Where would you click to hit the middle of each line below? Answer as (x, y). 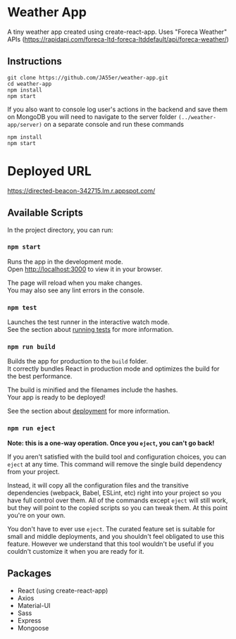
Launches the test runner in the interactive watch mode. (89, 322)
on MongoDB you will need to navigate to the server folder (92, 116)
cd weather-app (30, 84)
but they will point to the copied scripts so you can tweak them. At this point (117, 507)
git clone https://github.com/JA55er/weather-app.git (88, 77)
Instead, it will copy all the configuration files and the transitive (98, 485)
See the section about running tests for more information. (91, 330)
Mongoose (33, 628)
